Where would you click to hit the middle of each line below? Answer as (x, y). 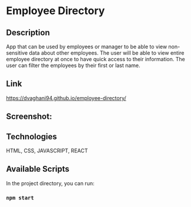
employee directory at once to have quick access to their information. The (95, 59)
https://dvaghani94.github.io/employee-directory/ (66, 98)
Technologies (32, 136)
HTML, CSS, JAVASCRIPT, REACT (47, 151)
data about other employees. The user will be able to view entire (107, 53)
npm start (20, 198)
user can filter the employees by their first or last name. (73, 65)
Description (28, 33)
